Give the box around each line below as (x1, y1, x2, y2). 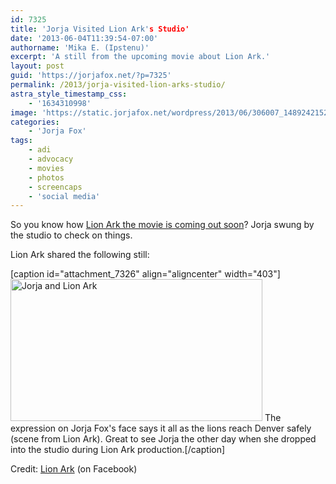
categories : (10, 117, 60, 127)
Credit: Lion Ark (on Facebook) (10, 463, 138, 475)
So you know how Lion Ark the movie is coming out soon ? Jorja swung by (10, 219, 315, 231)
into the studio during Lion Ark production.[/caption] (10, 444, 226, 456)
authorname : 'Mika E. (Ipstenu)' (10, 42, 150, 53)
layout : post (10, 61, 65, 71)
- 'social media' (28, 191, 101, 201)
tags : (10, 136, 33, 146)
